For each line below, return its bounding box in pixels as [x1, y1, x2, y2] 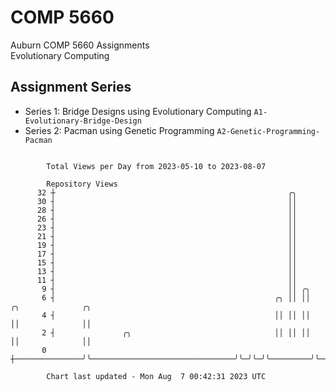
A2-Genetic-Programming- [216, 126, 321, 136]
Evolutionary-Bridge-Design [24, 116, 142, 126]
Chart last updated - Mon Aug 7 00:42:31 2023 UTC [46, 371, 267, 381]
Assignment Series [10, 79, 132, 96]
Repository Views [46, 179, 118, 189]
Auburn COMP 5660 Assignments [10, 39, 150, 51]
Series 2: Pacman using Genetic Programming [24, 124, 215, 136]
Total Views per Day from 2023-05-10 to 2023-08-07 [46, 161, 267, 171]
